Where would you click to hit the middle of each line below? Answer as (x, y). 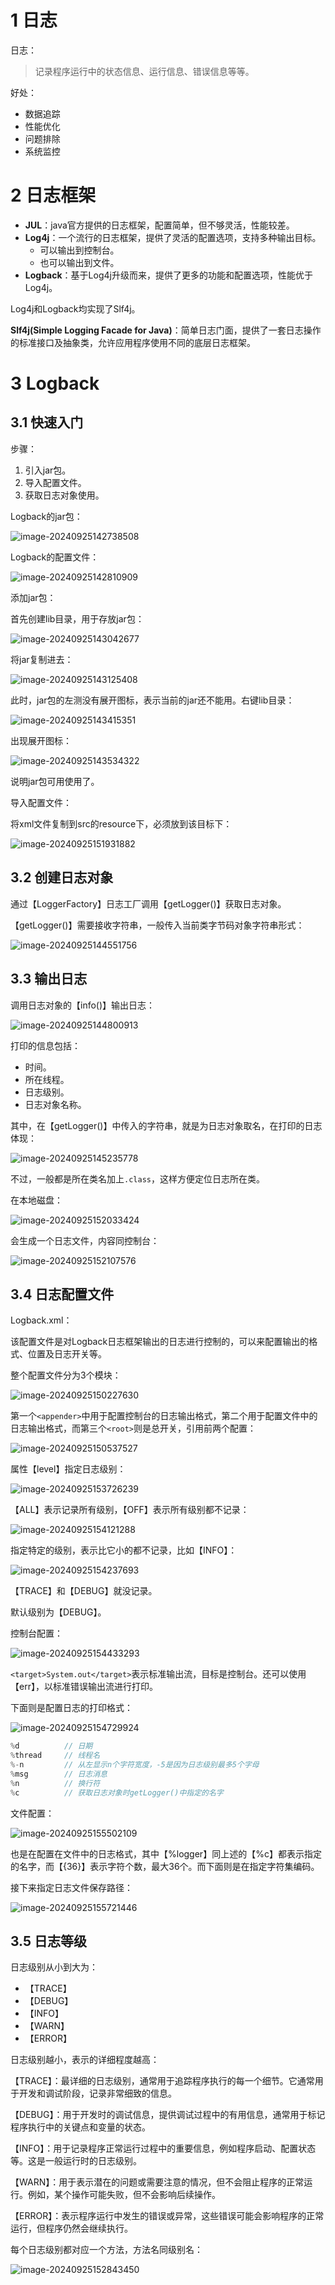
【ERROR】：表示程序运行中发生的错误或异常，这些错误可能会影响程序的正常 (167, 2216)
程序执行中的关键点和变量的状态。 (80, 2127)
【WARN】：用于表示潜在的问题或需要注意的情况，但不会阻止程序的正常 (157, 2182)
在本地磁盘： (36, 1200)
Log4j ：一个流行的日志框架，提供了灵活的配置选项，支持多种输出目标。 (173, 237)
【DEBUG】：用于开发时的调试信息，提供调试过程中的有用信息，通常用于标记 (168, 2115)
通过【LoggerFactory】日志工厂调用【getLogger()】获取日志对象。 (148, 903)
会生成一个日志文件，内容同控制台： (85, 1240)
